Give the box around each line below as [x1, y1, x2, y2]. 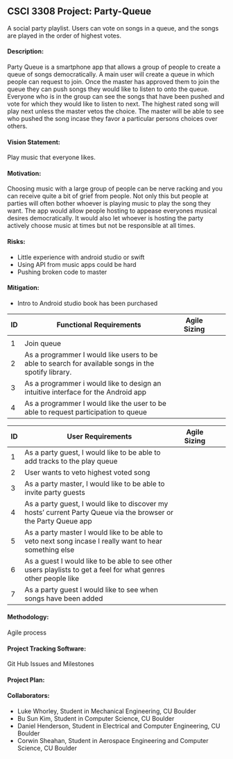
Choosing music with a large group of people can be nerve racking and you [7, 184, 223, 193]
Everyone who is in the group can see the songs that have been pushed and [7, 92, 225, 101]
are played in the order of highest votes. [7, 31, 121, 40]
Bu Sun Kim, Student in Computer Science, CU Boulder [17, 715, 175, 723]
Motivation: [7, 169, 42, 177]
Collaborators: [7, 692, 50, 700]
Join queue [24, 338, 61, 348]
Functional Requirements [56, 320, 141, 329]
